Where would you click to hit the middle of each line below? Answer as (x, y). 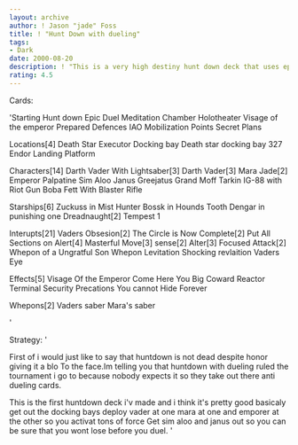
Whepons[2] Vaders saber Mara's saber (82, 305)
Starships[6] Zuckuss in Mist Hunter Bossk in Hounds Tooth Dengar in (137, 207)
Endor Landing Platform (52, 153)
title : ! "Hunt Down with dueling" (75, 34)
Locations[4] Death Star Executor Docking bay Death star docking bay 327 (146, 144)
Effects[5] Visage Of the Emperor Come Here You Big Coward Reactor (137, 278)
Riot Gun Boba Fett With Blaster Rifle (76, 189)
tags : (19, 42)
